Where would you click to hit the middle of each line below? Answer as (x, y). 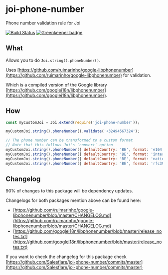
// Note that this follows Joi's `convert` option (59, 145)
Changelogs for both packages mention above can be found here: (73, 200)
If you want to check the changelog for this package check (66, 257)
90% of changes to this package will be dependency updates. (70, 191)
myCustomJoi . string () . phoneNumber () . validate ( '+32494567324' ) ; (73, 131)
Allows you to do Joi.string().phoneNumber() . (53, 60)
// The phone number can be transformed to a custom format (70, 140)
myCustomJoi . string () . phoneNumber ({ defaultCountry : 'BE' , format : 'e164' (85, 150)
